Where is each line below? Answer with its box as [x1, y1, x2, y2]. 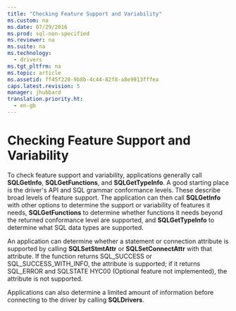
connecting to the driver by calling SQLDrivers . [7, 295, 144, 304]
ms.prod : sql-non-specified [7, 30, 90, 37]
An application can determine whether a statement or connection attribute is [7, 237, 229, 245]
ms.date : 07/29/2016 [7, 23, 68, 30]
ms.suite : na [7, 43, 46, 50]
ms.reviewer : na [7, 37, 55, 44]
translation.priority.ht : [7, 96, 83, 103]
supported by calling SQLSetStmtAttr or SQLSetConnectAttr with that [7, 244, 213, 252]
